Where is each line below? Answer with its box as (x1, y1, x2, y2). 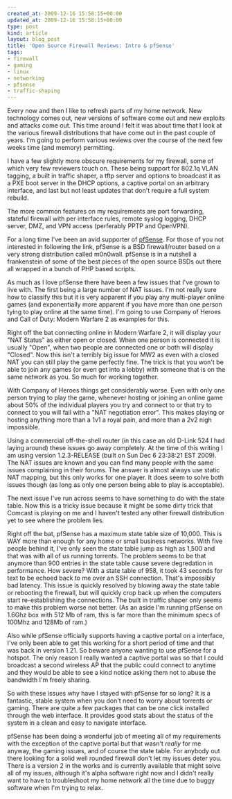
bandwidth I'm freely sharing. (7, 676, 91, 684)
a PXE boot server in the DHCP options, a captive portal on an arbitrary (7, 179, 210, 187)
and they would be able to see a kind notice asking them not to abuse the (7, 669, 216, 677)
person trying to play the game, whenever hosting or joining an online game (7, 393, 223, 402)
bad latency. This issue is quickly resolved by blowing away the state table (7, 581, 220, 590)
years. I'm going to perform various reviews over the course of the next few (7, 136, 223, 144)
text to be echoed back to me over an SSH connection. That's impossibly (7, 574, 216, 583)
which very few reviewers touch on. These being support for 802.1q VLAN (7, 164, 218, 173)
